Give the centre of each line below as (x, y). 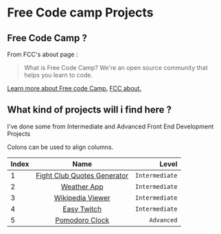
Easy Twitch (82, 209)
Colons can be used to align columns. (60, 147)
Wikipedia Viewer (82, 198)
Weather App (82, 187)
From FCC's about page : (43, 54)
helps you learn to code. (58, 75)
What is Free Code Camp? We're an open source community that (116, 68)
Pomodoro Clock (82, 220)
